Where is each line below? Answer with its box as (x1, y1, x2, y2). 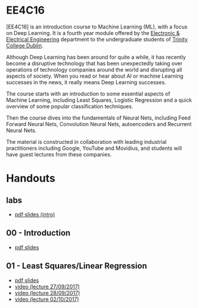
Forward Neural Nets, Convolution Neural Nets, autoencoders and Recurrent (6, 120, 192, 127)
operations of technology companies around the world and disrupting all (6, 66, 182, 73)
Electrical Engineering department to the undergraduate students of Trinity (6, 36, 188, 43)
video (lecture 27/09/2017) (14, 283, 80, 290)
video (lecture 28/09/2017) (14, 289, 80, 296)
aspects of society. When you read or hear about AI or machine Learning (6, 72, 184, 79)
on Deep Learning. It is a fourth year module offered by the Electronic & (6, 29, 180, 36)
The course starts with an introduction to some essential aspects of (6, 90, 170, 97)
